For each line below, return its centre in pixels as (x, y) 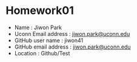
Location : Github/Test (42, 53)
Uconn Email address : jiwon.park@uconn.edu (72, 33)
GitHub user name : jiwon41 (49, 40)
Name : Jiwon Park (38, 27)
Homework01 (40, 11)
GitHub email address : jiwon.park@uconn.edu (72, 47)
